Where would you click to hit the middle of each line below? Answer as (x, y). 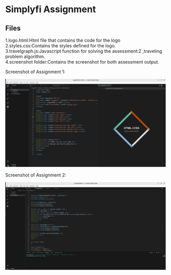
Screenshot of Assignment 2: (36, 175)
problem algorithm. (25, 56)
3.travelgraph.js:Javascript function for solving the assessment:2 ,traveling (84, 51)
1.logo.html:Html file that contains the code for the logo (63, 40)
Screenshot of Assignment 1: (35, 72)
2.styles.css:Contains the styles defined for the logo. (61, 46)
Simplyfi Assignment (51, 9)
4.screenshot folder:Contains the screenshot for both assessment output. (82, 62)
